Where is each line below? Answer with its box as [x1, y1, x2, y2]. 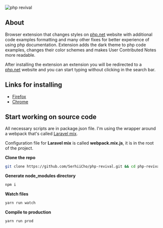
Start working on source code [5, 113, 97, 121]
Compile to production [5, 209, 51, 215]
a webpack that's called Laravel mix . [5, 131, 78, 137]
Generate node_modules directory [5, 173, 76, 179]
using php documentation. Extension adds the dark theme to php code [5, 42, 147, 48]
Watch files [5, 191, 29, 197]
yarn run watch [5, 200, 36, 206]
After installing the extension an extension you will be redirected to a [5, 61, 142, 67]
